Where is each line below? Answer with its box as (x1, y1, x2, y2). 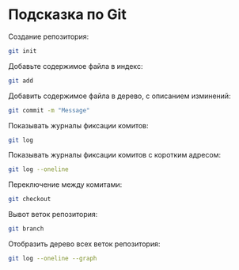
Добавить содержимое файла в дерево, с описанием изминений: (8, 91, 231, 101)
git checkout (8, 196, 51, 203)
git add (8, 77, 34, 85)
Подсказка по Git (8, 6, 127, 24)
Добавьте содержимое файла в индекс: (8, 61, 143, 70)
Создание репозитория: (8, 32, 89, 41)
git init (8, 47, 37, 55)
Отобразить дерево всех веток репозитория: (8, 239, 161, 249)
